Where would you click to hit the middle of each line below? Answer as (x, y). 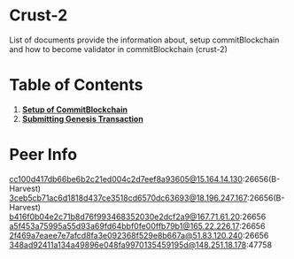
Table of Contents (76, 85)
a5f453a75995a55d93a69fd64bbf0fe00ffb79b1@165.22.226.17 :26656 (137, 225)
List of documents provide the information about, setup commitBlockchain (144, 40)
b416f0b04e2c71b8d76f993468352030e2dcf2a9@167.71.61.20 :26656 (138, 217)
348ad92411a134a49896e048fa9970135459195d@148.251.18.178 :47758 (141, 245)
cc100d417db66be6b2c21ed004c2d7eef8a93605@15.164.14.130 (126, 179)
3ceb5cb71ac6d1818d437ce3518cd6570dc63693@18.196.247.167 (128, 198)
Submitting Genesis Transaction (82, 118)
